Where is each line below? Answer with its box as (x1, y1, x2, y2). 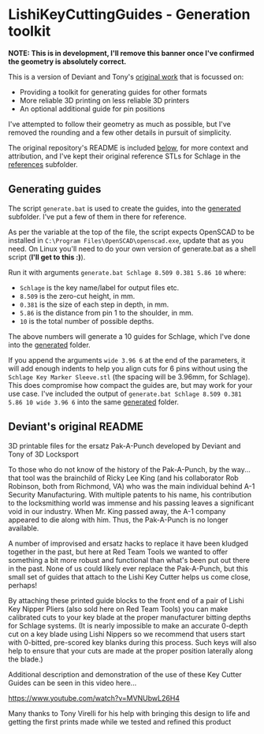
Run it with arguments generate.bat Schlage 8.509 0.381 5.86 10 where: (8, 267, 247, 277)
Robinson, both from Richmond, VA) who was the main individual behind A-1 (8, 481, 255, 490)
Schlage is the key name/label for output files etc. (19, 282, 180, 292)
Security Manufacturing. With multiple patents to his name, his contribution (8, 490, 252, 499)
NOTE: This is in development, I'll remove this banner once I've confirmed (8, 48, 255, 58)
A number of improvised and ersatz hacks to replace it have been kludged (8, 538, 249, 548)
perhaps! (8, 580, 38, 590)
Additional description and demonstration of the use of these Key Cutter (8, 669, 242, 679)
